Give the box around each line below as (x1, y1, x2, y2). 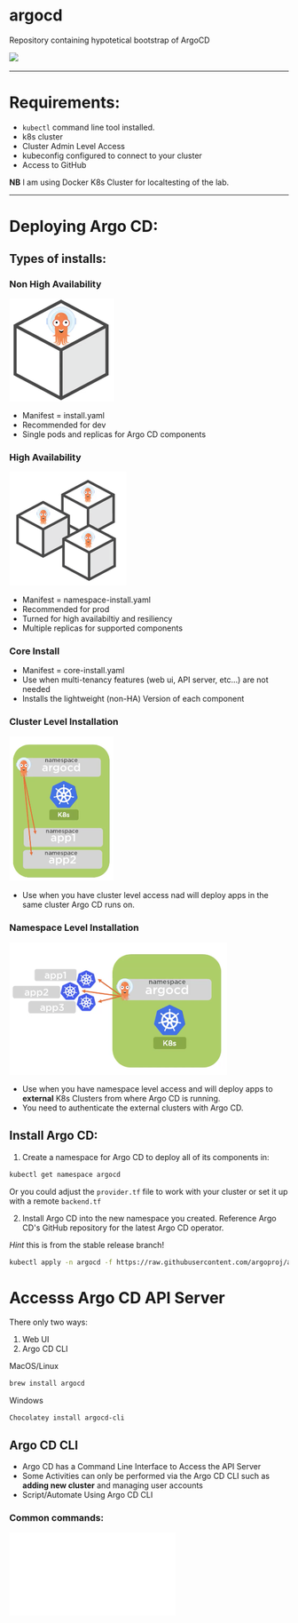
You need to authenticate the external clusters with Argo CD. (21, 1102, 244, 1113)
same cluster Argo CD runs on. (21, 899, 136, 910)
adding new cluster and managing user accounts (21, 1480, 204, 1491)
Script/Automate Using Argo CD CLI (21, 1490, 153, 1500)
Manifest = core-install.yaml (21, 665, 125, 676)
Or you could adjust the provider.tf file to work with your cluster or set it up (9, 1186, 288, 1197)
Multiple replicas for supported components (21, 623, 184, 633)
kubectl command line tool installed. (21, 122, 155, 132)
